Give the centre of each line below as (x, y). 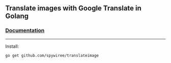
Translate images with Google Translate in (73, 8)
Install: (12, 46)
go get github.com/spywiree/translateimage (52, 55)
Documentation (25, 31)
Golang (17, 16)
